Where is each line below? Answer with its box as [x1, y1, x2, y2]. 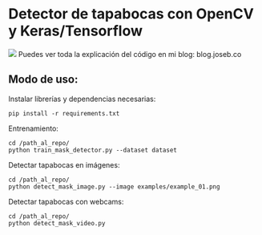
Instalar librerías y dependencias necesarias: [8, 94, 156, 103]
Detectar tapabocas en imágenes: [8, 160, 120, 169]
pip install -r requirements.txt [8, 109, 120, 117]
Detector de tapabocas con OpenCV [8, 5, 254, 23]
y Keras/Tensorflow [8, 22, 143, 40]
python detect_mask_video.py [8, 219, 106, 227]
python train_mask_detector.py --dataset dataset [8, 146, 178, 154]
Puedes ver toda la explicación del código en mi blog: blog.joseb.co [18, 49, 242, 59]
